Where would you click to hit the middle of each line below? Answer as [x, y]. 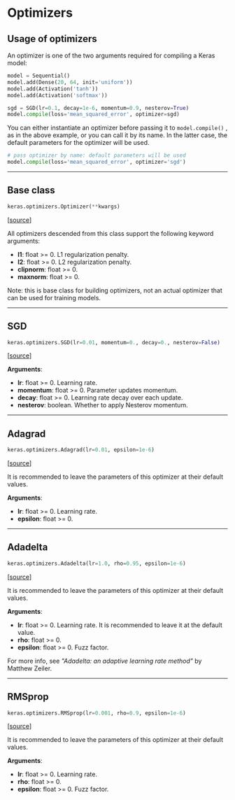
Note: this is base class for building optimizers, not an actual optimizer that [115, 290]
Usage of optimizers [52, 39]
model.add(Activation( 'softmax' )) [58, 95]
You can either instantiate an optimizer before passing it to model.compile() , [117, 128]
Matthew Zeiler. [30, 668]
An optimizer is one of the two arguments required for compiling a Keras [111, 55]
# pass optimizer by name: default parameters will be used [97, 155]
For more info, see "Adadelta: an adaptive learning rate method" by [105, 661]
